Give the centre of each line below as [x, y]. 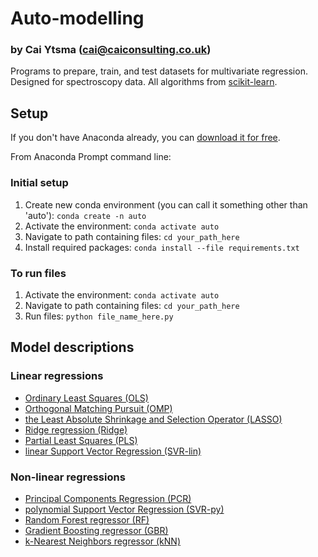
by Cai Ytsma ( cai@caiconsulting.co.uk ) [111, 50]
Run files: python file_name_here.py [99, 316]
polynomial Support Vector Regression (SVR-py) [124, 509]
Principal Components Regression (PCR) [108, 498]
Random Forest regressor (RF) [87, 519]
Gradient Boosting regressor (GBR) [96, 530]
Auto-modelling [77, 18]
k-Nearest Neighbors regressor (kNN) [102, 541]
